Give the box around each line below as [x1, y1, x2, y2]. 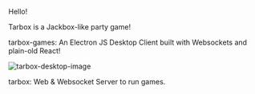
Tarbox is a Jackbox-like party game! [8, 22, 131, 31]
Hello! [8, 7, 28, 16]
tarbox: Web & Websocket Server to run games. [8, 77, 166, 86]
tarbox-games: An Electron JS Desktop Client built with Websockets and [8, 37, 247, 47]
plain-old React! [8, 46, 61, 55]
